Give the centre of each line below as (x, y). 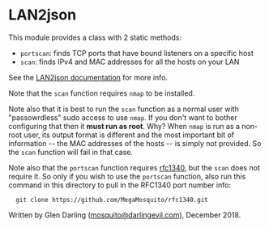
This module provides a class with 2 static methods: (95, 37)
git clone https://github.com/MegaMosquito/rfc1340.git (112, 200)
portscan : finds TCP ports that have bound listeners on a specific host (137, 53)
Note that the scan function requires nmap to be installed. (102, 93)
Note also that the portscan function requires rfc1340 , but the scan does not (134, 167)
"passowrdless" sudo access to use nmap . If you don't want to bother (123, 117)
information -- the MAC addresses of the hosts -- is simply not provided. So (135, 143)
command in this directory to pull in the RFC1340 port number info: (120, 185)
